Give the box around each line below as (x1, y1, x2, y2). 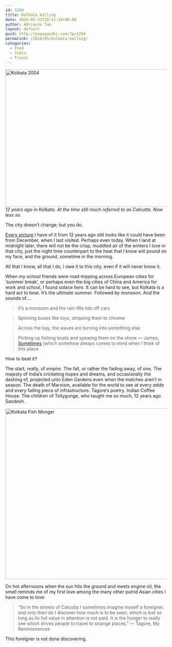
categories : (5, 41, 31, 46)
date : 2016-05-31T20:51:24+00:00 (5, 17, 77, 22)
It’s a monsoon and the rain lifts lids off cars (17, 305, 110, 311)
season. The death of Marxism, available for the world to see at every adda (5, 382, 164, 388)
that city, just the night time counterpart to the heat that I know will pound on (5, 248, 167, 254)
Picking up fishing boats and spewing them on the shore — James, (17, 335, 159, 341)
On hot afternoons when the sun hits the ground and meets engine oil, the (5, 583, 161, 590)
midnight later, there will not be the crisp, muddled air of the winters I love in (5, 243, 166, 249)
